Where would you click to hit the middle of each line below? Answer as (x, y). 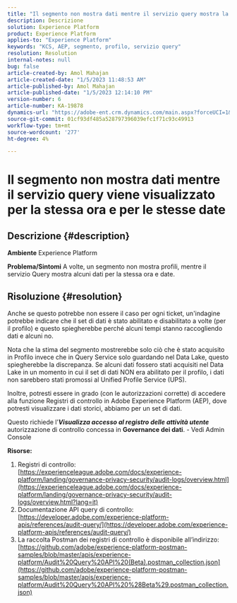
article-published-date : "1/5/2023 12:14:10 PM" (80, 93)
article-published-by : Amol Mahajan (61, 86)
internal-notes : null (39, 60)
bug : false (23, 66)
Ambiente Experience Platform (52, 253)
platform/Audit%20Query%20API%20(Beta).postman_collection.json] (119, 562)
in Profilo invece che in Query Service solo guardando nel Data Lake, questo (118, 357)
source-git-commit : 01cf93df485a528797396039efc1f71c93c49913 (101, 119)
